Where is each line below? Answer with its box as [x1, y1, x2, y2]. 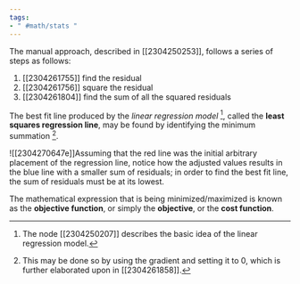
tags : [9, 12, 29, 22]
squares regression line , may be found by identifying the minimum [9, 119, 256, 130]
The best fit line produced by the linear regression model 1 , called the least [9, 109, 285, 121]
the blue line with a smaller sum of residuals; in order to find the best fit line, [9, 166, 288, 177]
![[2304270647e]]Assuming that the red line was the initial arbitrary [9, 148, 257, 158]
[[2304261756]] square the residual [21, 82, 154, 93]
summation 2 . [9, 129, 59, 141]
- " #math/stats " [9, 21, 78, 30]
